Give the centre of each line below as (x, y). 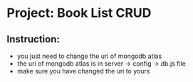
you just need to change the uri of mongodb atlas (89, 56)
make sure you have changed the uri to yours (83, 71)
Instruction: (33, 39)
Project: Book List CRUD (79, 13)
